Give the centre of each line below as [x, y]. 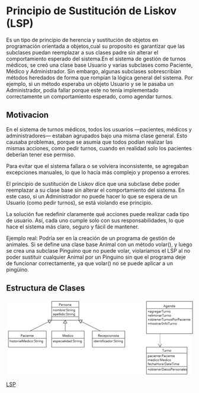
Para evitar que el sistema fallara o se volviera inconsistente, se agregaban [97, 166]
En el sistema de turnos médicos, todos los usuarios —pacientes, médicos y [99, 129]
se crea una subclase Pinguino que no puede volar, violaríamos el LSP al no [98, 250]
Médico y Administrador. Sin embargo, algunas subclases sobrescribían [94, 71]
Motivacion [28, 115]
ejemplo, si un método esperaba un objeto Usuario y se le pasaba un [90, 83]
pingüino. [18, 269]
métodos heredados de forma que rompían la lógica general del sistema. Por [99, 78]
